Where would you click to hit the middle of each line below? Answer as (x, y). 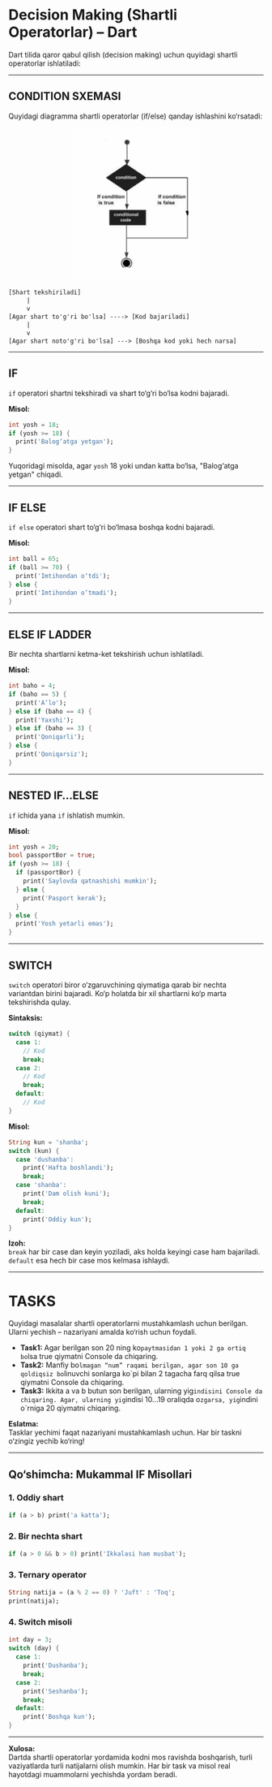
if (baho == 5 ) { (38, 694)
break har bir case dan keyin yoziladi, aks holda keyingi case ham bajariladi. (134, 1252)
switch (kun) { (34, 1150)
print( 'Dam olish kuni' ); (67, 1194)
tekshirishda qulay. (40, 1002)
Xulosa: (22, 1749)
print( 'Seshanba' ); (56, 1691)
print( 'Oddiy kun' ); (57, 1219)
